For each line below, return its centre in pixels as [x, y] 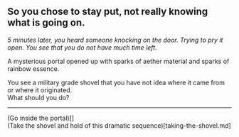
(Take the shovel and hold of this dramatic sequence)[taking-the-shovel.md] [119, 125]
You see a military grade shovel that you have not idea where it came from [116, 82]
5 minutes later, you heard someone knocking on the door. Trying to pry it [115, 40]
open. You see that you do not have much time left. [83, 47]
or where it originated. [40, 90]
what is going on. [46, 23]
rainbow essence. [33, 68]
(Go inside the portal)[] [41, 118]
